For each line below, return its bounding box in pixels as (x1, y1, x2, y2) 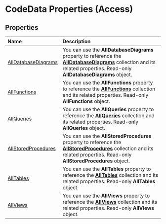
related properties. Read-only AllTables (62, 178, 156, 185)
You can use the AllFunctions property (62, 79, 153, 86)
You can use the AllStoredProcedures (62, 133, 152, 140)
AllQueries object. (62, 125, 105, 131)
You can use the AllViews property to (62, 192, 150, 199)
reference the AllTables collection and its (62, 172, 159, 178)
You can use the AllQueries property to (62, 106, 154, 113)
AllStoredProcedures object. (62, 157, 130, 164)
